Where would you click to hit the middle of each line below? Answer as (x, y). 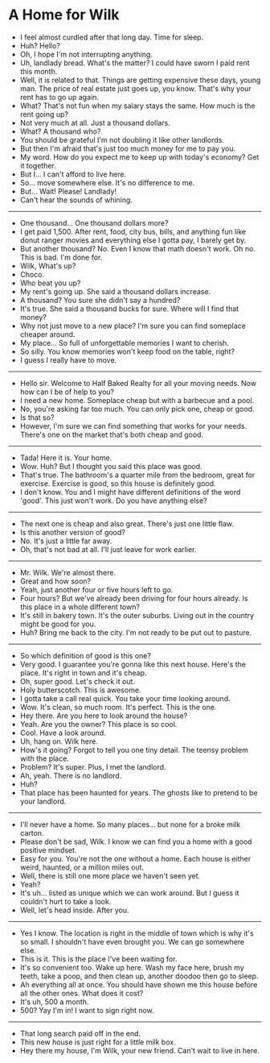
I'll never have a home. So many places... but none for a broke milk (130, 824)
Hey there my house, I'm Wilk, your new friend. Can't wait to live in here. (139, 1050)
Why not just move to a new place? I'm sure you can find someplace (133, 326)
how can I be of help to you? (67, 392)
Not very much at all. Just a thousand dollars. (95, 122)
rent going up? (44, 114)
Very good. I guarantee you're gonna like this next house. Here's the (133, 664)
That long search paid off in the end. (80, 1033)
